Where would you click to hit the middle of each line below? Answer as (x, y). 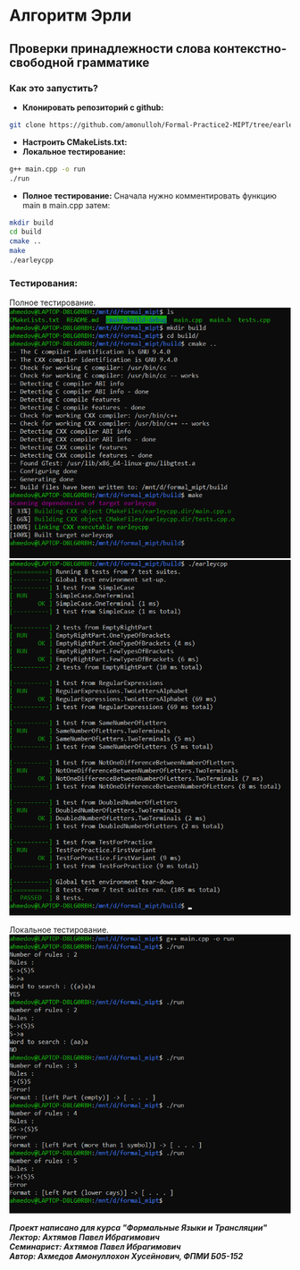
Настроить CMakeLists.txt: (75, 142)
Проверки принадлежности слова (110, 49)
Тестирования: (44, 283)
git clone (28, 125)
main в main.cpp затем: (66, 205)
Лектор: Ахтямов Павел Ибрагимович (85, 1237)
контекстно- (250, 49)
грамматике (113, 62)
